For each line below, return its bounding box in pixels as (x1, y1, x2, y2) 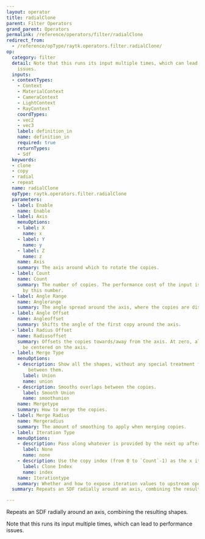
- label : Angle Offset (12, 310, 70, 317)
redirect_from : (6, 37, 45, 43)
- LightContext (17, 100, 56, 106)
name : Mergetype (17, 401, 59, 407)
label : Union (22, 372, 56, 379)
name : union (22, 378, 53, 384)
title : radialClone (6, 15, 56, 21)
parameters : (12, 196, 43, 202)
